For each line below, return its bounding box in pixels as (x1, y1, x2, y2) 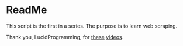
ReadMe (6, 3, 47, 17)
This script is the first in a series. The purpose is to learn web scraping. (6, 22, 178, 29)
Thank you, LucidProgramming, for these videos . (6, 33, 124, 40)
